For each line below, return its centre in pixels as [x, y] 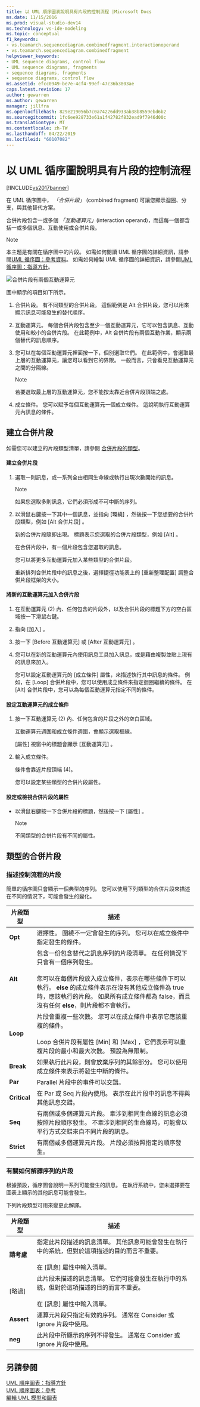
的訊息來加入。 [33, 662]
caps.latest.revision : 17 [38, 90]
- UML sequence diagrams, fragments [51, 67]
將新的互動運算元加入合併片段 [43, 595]
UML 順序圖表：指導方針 [36, 1383]
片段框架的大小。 [41, 580]
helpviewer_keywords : [33, 56]
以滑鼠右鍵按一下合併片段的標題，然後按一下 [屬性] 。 [81, 811]
